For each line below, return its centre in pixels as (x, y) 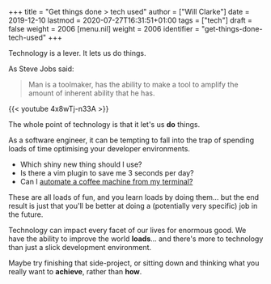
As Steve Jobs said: (41, 69)
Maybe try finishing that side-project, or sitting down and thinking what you (134, 263)
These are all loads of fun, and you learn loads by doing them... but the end (134, 197)
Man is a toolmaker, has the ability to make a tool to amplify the (133, 85)
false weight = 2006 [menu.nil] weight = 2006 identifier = (104, 29)
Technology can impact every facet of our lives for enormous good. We (127, 230)
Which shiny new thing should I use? (81, 164)
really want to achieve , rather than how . (75, 271)
